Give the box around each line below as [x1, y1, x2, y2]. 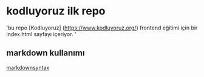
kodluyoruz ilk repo [6, 4, 106, 18]
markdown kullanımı [6, 48, 85, 58]
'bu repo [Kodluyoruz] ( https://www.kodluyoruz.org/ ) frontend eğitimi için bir [6, 24, 198, 31]
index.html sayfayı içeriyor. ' [6, 30, 77, 37]
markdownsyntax [6, 64, 50, 71]
